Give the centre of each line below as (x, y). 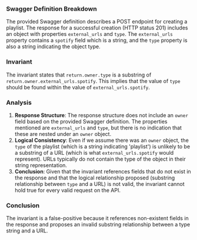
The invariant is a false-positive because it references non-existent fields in (98, 218)
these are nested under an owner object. (63, 134)
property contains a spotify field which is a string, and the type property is (97, 41)
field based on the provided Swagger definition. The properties (91, 121)
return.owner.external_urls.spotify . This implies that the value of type (93, 81)
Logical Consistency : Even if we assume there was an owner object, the (102, 140)
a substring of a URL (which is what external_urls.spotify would (94, 152)
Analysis (19, 102)
